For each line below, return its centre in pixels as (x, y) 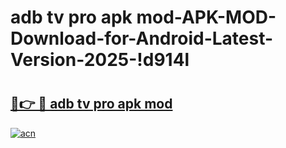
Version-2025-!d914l (100, 60)
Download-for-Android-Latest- (142, 38)
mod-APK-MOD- (206, 17)
